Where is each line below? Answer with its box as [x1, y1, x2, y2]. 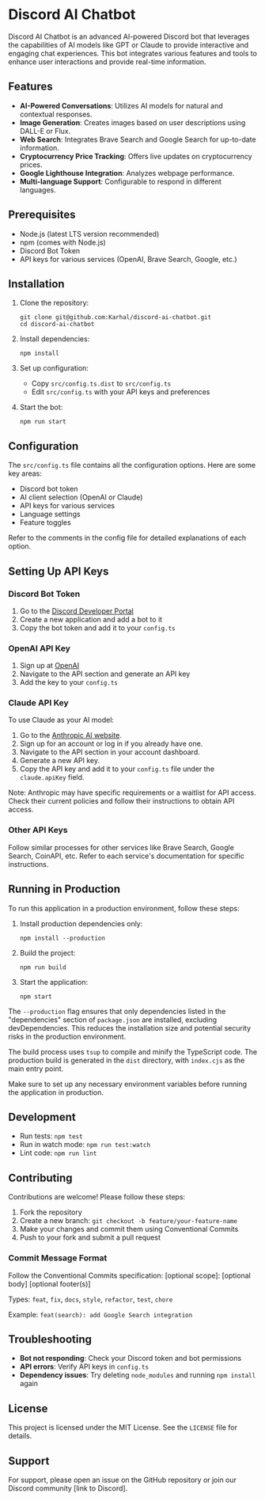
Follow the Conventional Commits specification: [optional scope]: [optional [8, 1271, 251, 1280]
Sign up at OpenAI [19, 661, 80, 671]
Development [8, 1110, 77, 1123]
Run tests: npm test [19, 1131, 83, 1141]
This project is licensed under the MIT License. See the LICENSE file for [8, 1423, 237, 1432]
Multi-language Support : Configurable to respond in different [19, 177, 221, 186]
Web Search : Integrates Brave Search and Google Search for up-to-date [19, 135, 256, 144]
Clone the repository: [19, 298, 89, 308]
